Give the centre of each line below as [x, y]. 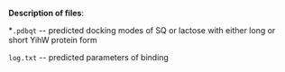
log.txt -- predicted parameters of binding [88, 57]
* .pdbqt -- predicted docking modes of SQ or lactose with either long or [142, 30]
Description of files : [46, 13]
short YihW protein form [53, 40]
